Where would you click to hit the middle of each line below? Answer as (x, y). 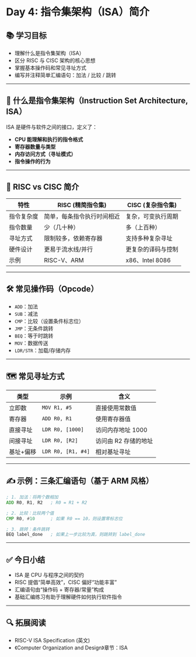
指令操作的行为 (32, 161)
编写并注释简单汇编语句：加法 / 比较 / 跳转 (65, 75)
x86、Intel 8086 (148, 260)
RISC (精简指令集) (82, 205)
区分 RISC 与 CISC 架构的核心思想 (55, 60)
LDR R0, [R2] (60, 441)
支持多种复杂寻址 (149, 238)
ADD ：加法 (26, 307)
